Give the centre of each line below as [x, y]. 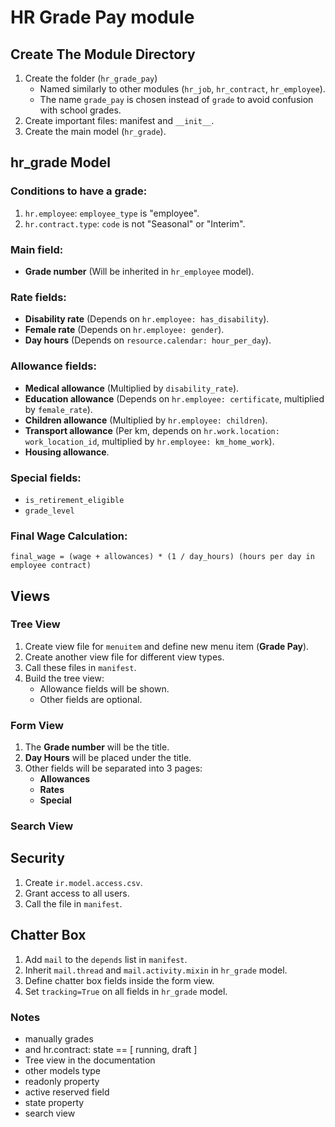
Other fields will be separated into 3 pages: [113, 768]
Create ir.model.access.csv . [83, 882]
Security [37, 858]
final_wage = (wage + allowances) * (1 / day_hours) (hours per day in [162, 557]
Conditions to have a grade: [79, 191]
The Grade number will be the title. [97, 747]
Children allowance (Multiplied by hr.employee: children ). [146, 420]
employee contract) [51, 566]
